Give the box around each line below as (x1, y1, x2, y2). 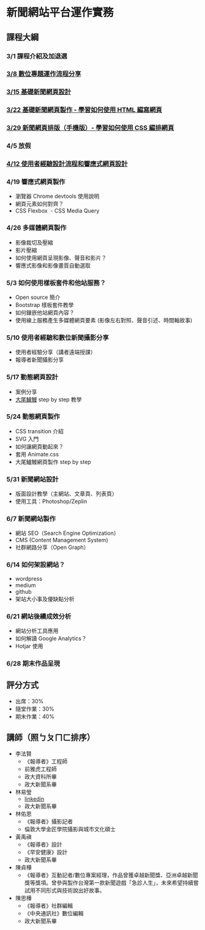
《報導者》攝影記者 (24, 817, 73, 825)
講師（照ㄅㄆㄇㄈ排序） (6, 733, 95, 743)
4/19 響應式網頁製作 (6, 177, 65, 186)
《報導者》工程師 (24, 757, 68, 765)
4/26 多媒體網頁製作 (6, 224, 67, 232)
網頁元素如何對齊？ (15, 200, 64, 208)
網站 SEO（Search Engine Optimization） (15, 529, 119, 537)
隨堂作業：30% (15, 705, 55, 713)
